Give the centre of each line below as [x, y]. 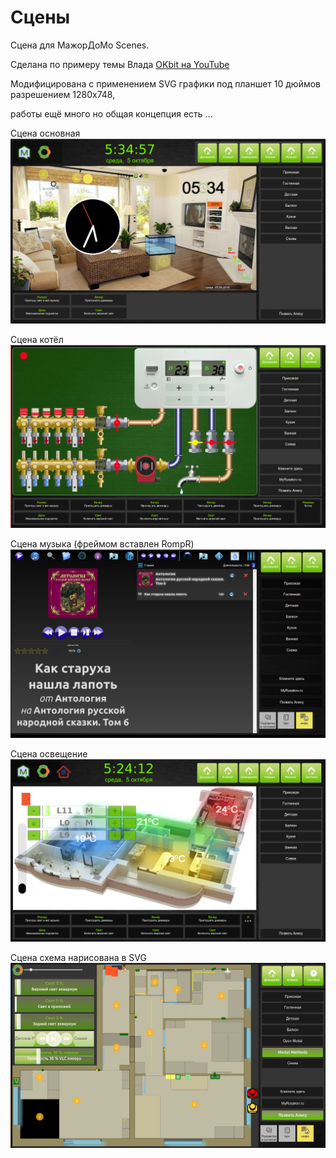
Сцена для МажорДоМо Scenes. [80, 45]
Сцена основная [45, 133]
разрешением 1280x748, [63, 94]
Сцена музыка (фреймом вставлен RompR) [102, 544]
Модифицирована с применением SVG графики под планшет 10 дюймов [165, 83]
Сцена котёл [37, 339]
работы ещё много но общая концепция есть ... [111, 113]
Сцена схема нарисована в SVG [78, 958]
